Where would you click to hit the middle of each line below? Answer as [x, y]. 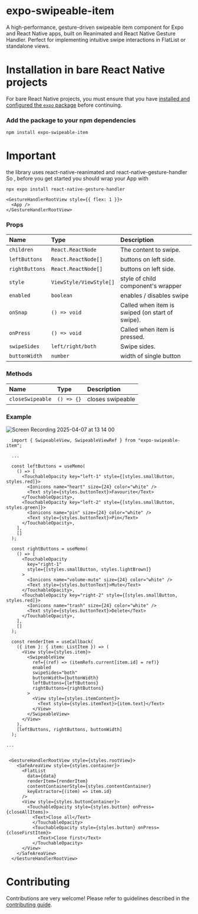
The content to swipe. [151, 250]
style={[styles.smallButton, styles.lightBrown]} [89, 569]
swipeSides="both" [55, 673]
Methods [19, 374]
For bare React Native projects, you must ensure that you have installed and [98, 99]
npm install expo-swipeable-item [47, 133]
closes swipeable [111, 399]
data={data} [42, 776]
